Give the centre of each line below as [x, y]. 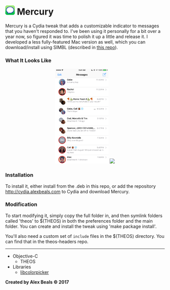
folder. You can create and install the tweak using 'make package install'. [81, 226]
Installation [19, 175]
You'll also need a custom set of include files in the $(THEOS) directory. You [85, 236]
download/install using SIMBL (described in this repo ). [61, 47]
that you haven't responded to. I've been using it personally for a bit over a [83, 31]
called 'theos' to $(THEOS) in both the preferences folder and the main [79, 221]
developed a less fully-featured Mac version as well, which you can [75, 42]
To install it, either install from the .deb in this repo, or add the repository [80, 186]
